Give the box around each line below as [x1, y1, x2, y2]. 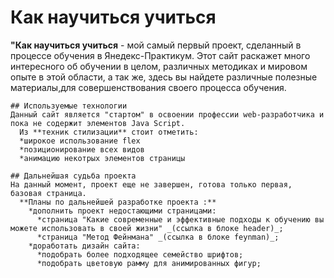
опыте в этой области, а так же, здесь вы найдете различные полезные [10, 71, 318, 83]
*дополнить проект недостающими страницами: [28, 206, 217, 216]
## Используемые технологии [10, 101, 128, 111]
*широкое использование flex [19, 136, 141, 146]
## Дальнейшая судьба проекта [10, 171, 137, 181]
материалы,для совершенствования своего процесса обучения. [10, 81, 287, 93]
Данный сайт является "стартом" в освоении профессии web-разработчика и [10, 109, 325, 120]
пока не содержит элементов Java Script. [10, 118, 186, 128]
